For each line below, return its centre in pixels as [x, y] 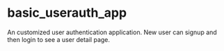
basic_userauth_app [67, 13]
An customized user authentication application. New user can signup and [112, 32]
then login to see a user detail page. [58, 39]
